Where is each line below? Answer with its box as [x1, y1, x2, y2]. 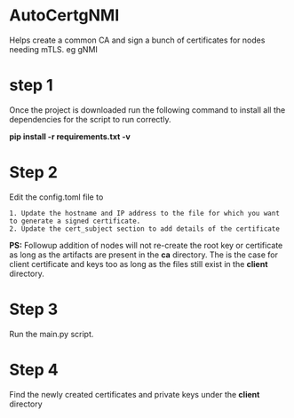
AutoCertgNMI [9, 5, 120, 26]
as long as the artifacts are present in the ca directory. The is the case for [9, 249, 278, 260]
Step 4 [9, 359, 60, 380]
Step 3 [9, 299, 59, 319]
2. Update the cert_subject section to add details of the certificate [9, 224, 280, 233]
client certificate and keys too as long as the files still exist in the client [9, 258, 268, 269]
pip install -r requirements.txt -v [9, 130, 131, 142]
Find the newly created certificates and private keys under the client [9, 389, 260, 399]
